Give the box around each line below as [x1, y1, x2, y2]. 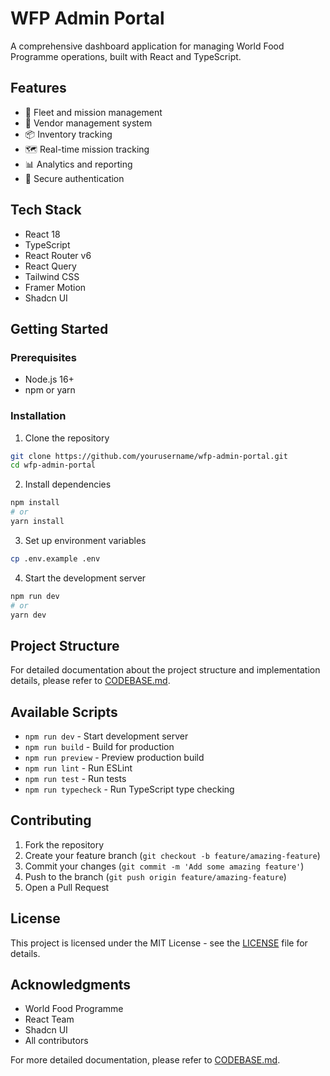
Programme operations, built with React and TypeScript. [10, 50, 242, 62]
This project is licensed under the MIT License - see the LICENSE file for [10, 937, 308, 949]
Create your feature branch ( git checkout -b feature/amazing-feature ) [24, 849, 321, 861]
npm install [10, 498, 60, 508]
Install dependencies [24, 478, 112, 491]
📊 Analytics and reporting [24, 158, 133, 170]
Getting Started [10, 320, 109, 337]
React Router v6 [24, 249, 92, 261]
